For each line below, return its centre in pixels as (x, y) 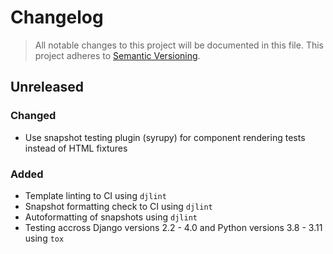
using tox (44, 238)
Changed (33, 116)
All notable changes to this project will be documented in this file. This (179, 45)
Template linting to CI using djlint (95, 195)
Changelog (57, 17)
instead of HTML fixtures (76, 148)
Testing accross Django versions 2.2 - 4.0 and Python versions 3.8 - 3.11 (173, 227)
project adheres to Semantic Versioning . (117, 55)
